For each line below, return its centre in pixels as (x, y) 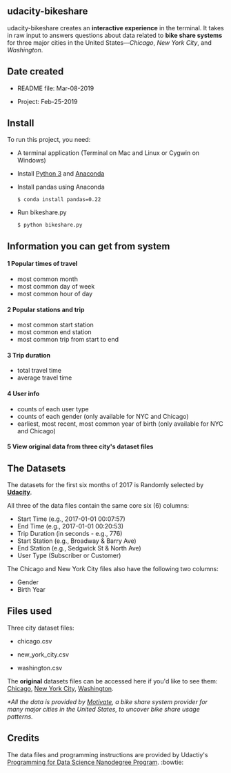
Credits (23, 738)
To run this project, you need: (49, 140)
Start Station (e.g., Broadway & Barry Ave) (77, 541)
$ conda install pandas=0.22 (59, 200)
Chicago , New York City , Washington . (60, 688)
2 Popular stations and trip (46, 309)
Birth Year (31, 590)
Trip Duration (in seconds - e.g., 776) (70, 534)
